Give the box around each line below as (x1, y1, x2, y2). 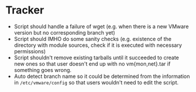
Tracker (5, 4, 45, 17)
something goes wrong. (13, 66, 72, 73)
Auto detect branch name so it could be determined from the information (13, 73, 190, 80)
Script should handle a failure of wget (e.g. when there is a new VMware (13, 23, 189, 30)
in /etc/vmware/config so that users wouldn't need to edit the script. (13, 79, 179, 86)
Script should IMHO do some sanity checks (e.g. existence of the (13, 35, 171, 42)
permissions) (13, 47, 46, 54)
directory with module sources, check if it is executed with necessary (13, 42, 183, 49)
